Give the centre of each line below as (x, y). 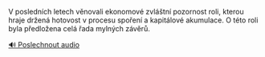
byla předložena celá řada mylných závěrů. (79, 28)
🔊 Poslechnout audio (44, 45)
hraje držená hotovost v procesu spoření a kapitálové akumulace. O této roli (133, 20)
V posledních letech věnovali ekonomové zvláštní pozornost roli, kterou (126, 12)
